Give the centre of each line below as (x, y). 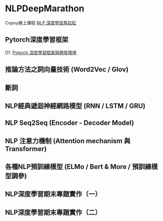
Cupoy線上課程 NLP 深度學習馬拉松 (41, 23)
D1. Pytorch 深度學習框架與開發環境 (41, 53)
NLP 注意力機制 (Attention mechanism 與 (68, 141)
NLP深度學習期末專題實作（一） (53, 194)
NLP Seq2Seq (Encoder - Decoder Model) (70, 123)
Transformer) (26, 149)
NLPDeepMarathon (45, 9)
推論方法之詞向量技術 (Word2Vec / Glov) (67, 69)
